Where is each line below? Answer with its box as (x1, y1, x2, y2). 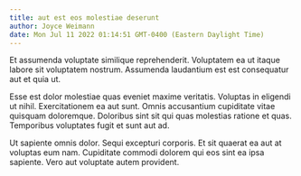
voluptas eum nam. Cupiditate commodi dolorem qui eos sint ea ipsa (9, 147, 265, 158)
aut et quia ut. (9, 74, 61, 85)
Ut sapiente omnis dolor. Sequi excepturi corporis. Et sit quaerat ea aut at (9, 137, 282, 149)
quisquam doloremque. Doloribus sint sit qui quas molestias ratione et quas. (9, 110, 292, 122)
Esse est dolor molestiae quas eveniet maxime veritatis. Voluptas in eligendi (9, 91, 291, 102)
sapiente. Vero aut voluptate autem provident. (9, 157, 180, 168)
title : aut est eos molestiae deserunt (9, 13, 160, 23)
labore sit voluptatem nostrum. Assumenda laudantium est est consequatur (9, 64, 289, 75)
